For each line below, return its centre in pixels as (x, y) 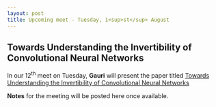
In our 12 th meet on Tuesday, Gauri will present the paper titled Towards (108, 75)
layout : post (26, 13)
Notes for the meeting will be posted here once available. (88, 95)
